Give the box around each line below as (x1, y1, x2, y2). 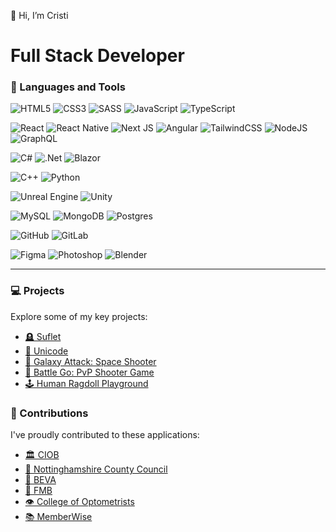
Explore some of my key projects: (10, 310, 148, 322)
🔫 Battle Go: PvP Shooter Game (24, 366, 155, 378)
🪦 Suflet (24, 330, 62, 342)
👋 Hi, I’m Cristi (10, 10, 69, 21)
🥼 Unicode (24, 345, 69, 357)
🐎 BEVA (24, 474, 57, 486)
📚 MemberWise (24, 511, 93, 523)
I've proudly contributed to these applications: (10, 429, 200, 441)
